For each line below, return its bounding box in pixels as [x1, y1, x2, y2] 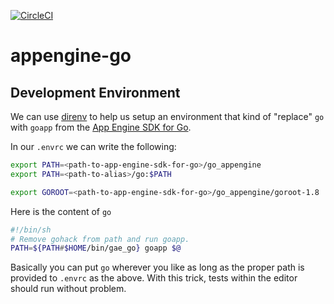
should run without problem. [10, 283, 127, 295]
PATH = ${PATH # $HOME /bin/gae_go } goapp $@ [10, 243, 182, 254]
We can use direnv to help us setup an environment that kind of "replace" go [10, 111, 325, 122]
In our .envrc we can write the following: [10, 141, 177, 152]
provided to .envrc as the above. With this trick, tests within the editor [10, 272, 298, 284]
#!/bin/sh [10, 225, 52, 235]
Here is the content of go [10, 205, 112, 217]
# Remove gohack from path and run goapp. [10, 234, 190, 244]
